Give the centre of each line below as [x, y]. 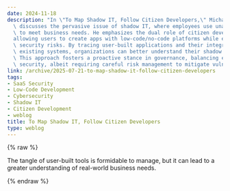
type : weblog [26, 128]
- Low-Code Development [41, 90]
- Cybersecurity [30, 97]
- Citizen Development [39, 109]
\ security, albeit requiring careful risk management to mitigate [112, 64]
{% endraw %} [28, 181]
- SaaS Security [30, 84]
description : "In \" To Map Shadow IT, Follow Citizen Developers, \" [107, 20]
